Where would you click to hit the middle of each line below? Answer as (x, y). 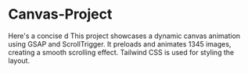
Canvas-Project (60, 14)
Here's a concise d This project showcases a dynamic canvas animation (124, 36)
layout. (19, 61)
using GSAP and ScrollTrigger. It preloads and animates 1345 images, (120, 43)
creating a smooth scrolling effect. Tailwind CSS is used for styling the (121, 52)
